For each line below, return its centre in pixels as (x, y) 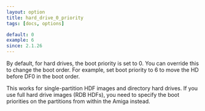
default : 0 (20, 34)
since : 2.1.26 (25, 46)
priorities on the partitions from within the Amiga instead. (78, 101)
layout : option (26, 12)
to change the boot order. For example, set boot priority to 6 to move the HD (103, 70)
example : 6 (20, 40)
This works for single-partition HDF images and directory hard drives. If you (102, 88)
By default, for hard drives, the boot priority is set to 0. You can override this (103, 63)
